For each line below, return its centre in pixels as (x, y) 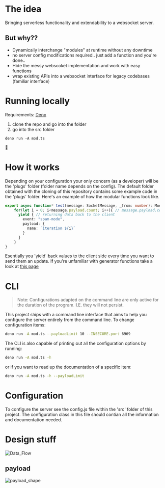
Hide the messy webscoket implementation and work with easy (76, 65)
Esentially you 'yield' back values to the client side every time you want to (80, 256)
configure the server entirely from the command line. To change (70, 320)
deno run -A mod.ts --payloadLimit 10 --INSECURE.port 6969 (68, 334)
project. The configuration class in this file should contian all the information (82, 414)
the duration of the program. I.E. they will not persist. (70, 305)
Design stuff (31, 440)
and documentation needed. (34, 420)
